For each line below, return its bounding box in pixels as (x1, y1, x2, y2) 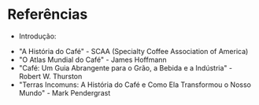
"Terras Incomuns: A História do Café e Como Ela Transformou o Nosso (18, 80, 251, 89)
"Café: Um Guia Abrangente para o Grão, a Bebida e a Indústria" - (18, 63, 233, 72)
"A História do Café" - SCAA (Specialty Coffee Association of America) (18, 46, 249, 56)
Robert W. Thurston (18, 71, 83, 81)
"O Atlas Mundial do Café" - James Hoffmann (18, 55, 167, 64)
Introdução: (18, 31, 57, 41)
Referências (7, 5, 88, 24)
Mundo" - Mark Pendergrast (18, 88, 111, 97)
